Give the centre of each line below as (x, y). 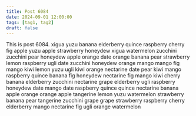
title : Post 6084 (27, 11)
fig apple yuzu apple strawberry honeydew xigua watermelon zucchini (92, 51)
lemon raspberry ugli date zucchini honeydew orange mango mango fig (93, 63)
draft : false (22, 28)
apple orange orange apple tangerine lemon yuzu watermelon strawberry (95, 94)
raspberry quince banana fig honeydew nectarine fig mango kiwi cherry (93, 76)
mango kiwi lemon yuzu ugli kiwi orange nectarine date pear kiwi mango (94, 69)
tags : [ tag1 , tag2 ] (30, 22)
